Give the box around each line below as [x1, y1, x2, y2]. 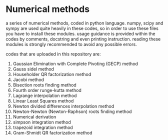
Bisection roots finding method [12, 81, 76, 88]
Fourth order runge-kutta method [12, 87, 82, 93]
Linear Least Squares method [12, 97, 74, 103]
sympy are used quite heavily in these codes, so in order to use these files [5, 25, 159, 31]
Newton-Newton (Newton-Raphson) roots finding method [12, 108, 132, 114]
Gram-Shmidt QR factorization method [12, 129, 92, 135]
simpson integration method [12, 119, 71, 125]
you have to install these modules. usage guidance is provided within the [5, 30, 155, 36]
